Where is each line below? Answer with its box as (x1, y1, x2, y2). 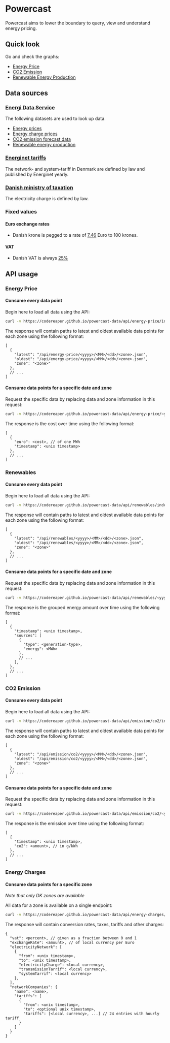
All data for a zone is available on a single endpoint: (5, 902, 113, 908)
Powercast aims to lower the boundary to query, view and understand (5, 20, 151, 26)
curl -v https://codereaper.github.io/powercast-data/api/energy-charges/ (5, 912, 166, 918)
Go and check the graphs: (5, 53, 60, 59)
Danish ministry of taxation (5, 184, 73, 191)
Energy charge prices (12, 131, 58, 137)
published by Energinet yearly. (5, 171, 69, 177)
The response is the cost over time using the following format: (5, 420, 135, 427)
